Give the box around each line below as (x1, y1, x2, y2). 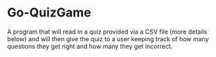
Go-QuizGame (7, 5, 91, 21)
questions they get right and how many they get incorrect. (7, 42, 173, 50)
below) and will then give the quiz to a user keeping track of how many (7, 34, 209, 43)
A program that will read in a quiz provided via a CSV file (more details (7, 27, 208, 36)
